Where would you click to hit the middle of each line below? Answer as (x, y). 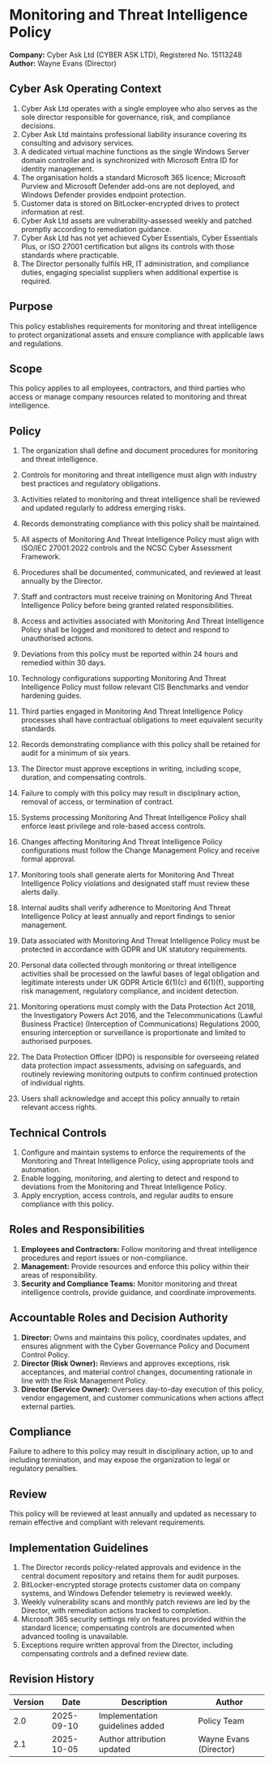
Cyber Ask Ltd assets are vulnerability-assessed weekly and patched (136, 220)
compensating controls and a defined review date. (105, 1654)
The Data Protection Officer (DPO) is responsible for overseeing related (140, 1057)
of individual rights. (53, 1083)
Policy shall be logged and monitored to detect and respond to (125, 630)
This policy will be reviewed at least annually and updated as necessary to (133, 1514)
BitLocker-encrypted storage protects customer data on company (131, 1585)
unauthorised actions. (57, 638)
